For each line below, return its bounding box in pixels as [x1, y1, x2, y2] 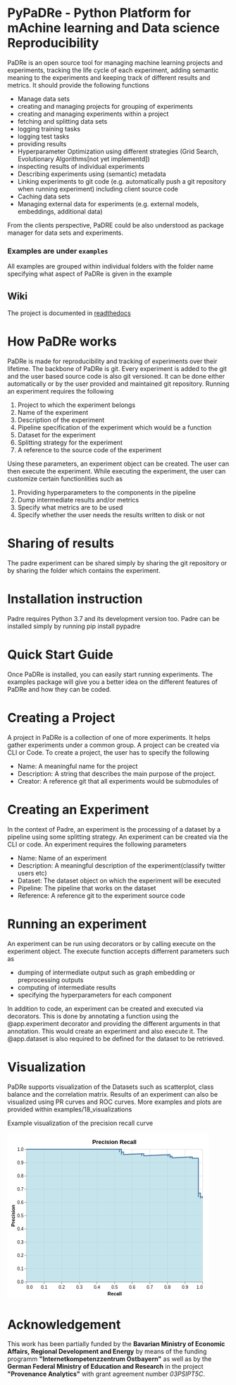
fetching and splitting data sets [17, 117, 108, 125]
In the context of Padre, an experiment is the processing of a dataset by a [7, 825, 221, 833]
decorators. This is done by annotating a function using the [7, 1012, 179, 1020]
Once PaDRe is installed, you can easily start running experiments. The [7, 670, 213, 678]
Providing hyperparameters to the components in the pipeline [17, 488, 196, 496]
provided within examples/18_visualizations [7, 1104, 132, 1114]
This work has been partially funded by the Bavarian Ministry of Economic [7, 1340, 225, 1348]
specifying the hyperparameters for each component [17, 991, 172, 999]
